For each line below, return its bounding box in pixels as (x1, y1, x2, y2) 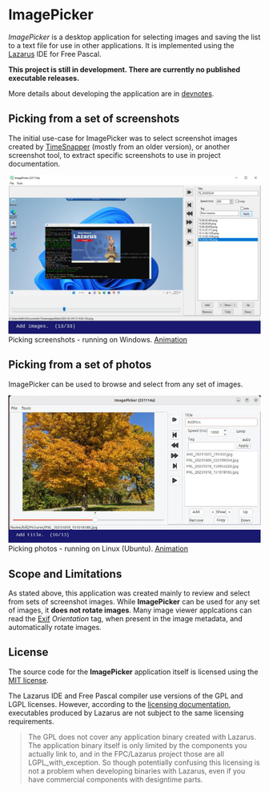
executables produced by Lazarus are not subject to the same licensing (8, 708, 244, 717)
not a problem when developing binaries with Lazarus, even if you (27, 766, 246, 775)
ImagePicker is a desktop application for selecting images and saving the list (8, 32, 261, 42)
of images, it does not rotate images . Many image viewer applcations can (8, 605, 252, 615)
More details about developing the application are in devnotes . (8, 88, 215, 98)
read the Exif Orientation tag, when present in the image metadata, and (8, 613, 243, 623)
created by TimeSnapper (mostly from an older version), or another (8, 142, 231, 152)
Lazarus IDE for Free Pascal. (8, 49, 102, 59)
